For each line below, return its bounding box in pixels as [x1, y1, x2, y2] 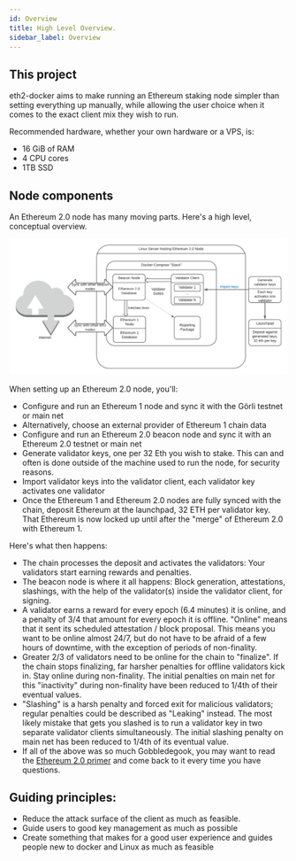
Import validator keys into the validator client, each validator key [21, 476, 255, 486]
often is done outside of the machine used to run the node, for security [21, 457, 280, 468]
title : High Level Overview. [9, 23, 117, 33]
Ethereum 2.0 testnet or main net [21, 438, 142, 449]
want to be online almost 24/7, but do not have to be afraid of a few [21, 632, 267, 643]
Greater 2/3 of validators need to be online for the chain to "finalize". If [21, 651, 279, 662]
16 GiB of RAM [21, 143, 75, 154]
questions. [21, 764, 61, 775]
